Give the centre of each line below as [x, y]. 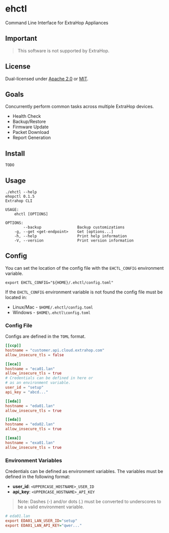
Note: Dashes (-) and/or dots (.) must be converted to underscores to [89, 502]
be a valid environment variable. [51, 507]
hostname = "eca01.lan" [30, 369]
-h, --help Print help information [71, 236]
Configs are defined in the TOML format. [46, 336]
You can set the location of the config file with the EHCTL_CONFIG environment [84, 268]
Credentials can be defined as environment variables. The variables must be [84, 472]
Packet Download [31, 132]
